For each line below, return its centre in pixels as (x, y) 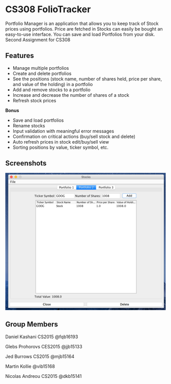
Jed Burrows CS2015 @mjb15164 (40, 356)
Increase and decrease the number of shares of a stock (71, 95)
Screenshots (26, 163)
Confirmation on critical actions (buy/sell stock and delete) (74, 136)
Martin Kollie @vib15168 (30, 366)
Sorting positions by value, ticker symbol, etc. (60, 147)
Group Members (32, 324)
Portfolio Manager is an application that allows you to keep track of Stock (82, 23)
